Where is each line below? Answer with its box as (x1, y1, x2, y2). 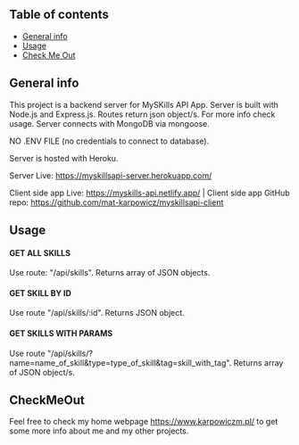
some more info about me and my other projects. (9, 425, 189, 436)
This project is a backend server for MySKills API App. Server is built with (9, 99, 279, 110)
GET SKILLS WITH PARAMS (9, 328, 113, 339)
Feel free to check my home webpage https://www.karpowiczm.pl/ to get (9, 416, 278, 427)
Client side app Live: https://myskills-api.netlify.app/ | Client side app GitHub (9, 187, 290, 198)
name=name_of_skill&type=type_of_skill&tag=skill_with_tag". (9, 357, 232, 368)
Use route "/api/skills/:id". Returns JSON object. (9, 308, 185, 318)
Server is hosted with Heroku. (9, 152, 119, 163)
